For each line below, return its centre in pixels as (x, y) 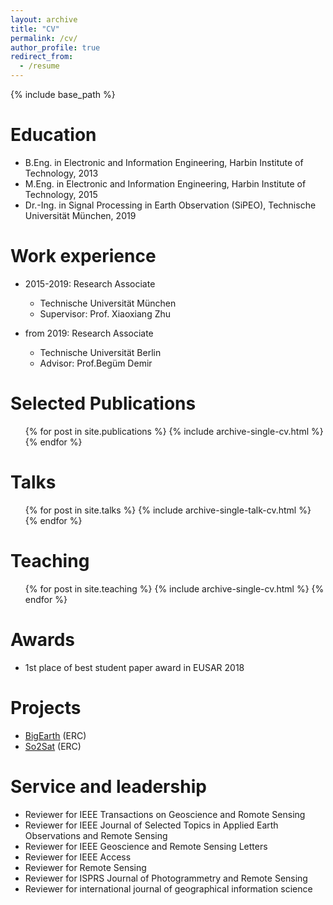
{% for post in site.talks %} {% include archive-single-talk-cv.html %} (168, 510)
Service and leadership (108, 786)
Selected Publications (103, 403)
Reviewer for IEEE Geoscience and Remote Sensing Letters (146, 846)
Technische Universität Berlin (100, 352)
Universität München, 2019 (80, 215)
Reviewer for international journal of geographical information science (168, 888)
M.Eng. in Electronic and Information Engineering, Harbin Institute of (165, 183)
